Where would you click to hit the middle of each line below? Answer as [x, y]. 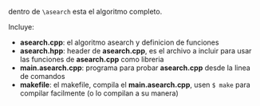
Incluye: [21, 27]
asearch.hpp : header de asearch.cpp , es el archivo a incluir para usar [136, 51]
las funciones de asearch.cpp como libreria [92, 59]
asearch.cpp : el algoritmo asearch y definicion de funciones [119, 42]
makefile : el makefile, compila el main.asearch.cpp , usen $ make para [135, 84]
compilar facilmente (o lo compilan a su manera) [99, 93]
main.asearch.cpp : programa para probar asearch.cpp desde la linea [135, 68]
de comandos [42, 76]
